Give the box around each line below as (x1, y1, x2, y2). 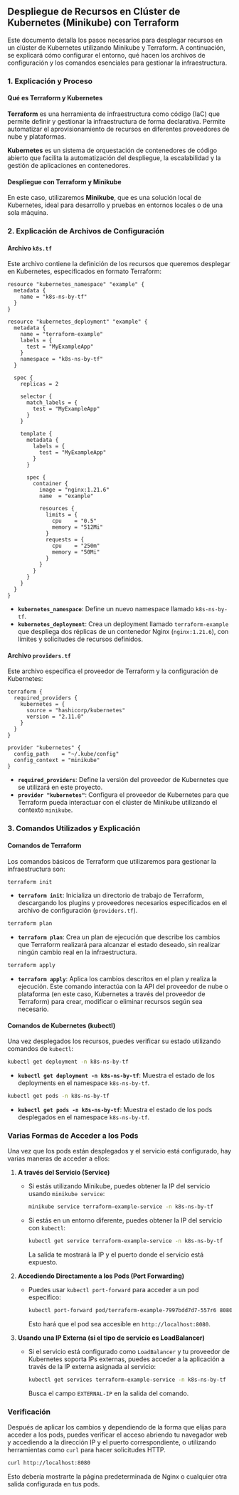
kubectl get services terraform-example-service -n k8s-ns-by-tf (28, 1376, 226, 1383)
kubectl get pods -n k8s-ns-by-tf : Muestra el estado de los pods (17, 1106, 213, 1114)
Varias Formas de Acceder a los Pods (7, 1131, 139, 1141)
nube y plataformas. (7, 132, 66, 141)
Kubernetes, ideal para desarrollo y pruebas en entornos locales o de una (7, 201, 223, 209)
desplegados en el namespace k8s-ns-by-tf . (17, 1113, 150, 1121)
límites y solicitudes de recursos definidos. (17, 635, 144, 643)
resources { (38, 505, 75, 512)
